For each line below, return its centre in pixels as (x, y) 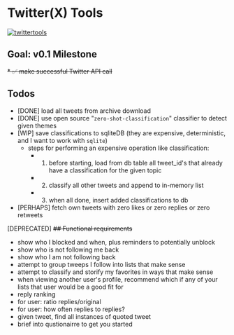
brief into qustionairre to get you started (75, 324)
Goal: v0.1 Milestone (52, 54)
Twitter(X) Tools (55, 13)
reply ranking (36, 294)
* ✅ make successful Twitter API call (60, 71)
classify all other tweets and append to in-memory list (126, 185)
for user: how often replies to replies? (71, 309)
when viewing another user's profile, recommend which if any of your (117, 279)
